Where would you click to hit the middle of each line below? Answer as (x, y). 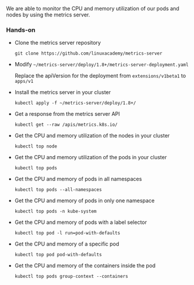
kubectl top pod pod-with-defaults (58, 255)
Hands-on (21, 30)
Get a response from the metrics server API (67, 114)
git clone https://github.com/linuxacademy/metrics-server (88, 53)
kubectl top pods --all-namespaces (58, 190)
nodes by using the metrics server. (48, 15)
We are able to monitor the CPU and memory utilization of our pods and (93, 9)
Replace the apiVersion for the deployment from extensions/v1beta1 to (100, 76)
